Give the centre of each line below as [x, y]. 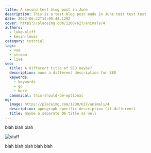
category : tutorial [25, 41]
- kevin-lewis [24, 37]
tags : [10, 46]
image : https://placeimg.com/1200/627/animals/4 [59, 104]
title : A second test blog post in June [47, 9]
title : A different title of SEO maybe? [51, 68]
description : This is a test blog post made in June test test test [76, 14]
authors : [14, 28]
